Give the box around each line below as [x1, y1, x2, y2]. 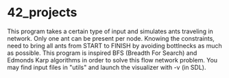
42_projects [7, 5, 77, 20]
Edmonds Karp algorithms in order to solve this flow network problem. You [7, 56, 218, 64]
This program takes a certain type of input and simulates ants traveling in [7, 27, 214, 35]
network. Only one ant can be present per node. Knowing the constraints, [7, 34, 215, 42]
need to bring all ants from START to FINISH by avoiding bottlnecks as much [7, 41, 223, 50]
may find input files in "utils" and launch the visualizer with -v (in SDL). [7, 63, 206, 71]
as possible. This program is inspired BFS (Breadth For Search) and [7, 49, 197, 57]
